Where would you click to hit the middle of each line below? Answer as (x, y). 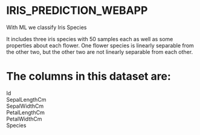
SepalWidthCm (25, 106)
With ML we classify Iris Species (47, 27)
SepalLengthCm (26, 99)
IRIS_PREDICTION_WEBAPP (77, 11)
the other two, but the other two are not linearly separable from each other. (100, 51)
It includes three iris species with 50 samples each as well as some (90, 39)
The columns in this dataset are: (89, 77)
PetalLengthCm (26, 112)
